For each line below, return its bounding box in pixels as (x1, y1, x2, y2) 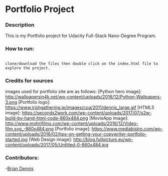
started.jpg (5, 136, 28, 142)
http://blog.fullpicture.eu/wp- (73, 136, 133, 142)
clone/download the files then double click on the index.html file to (5, 61, 158, 66)
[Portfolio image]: (55, 126, 91, 132)
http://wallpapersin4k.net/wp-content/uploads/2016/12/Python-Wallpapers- (5, 94, 162, 100)
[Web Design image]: (29, 136, 73, 142)
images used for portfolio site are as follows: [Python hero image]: (5, 89, 142, 95)
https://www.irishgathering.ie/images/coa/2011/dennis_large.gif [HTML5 (5, 104, 154, 111)
